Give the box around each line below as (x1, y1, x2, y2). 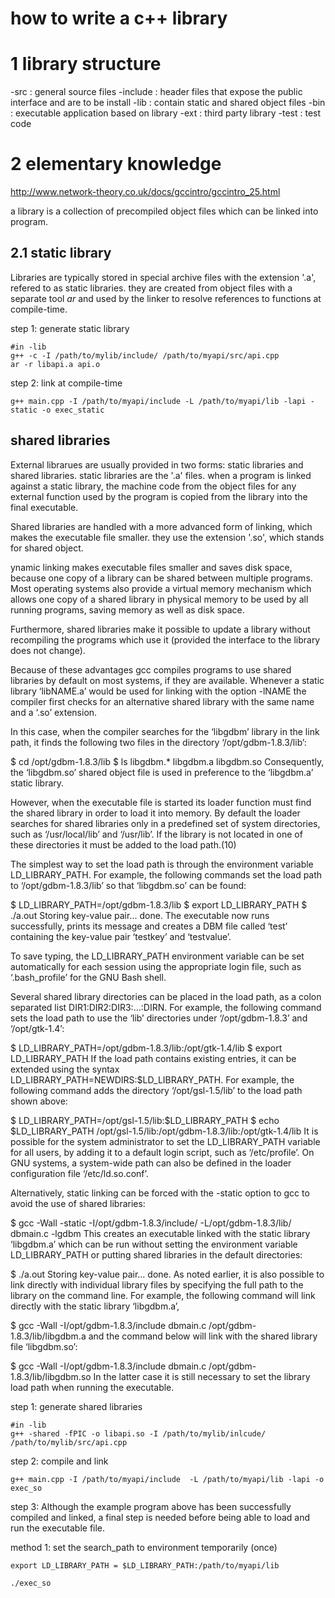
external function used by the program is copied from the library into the (10, 490, 308, 502)
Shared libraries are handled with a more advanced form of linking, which (10, 520, 313, 532)
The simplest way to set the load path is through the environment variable (10, 858, 314, 870)
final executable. (10, 501, 79, 513)
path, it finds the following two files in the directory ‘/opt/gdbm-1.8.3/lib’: (10, 736, 307, 748)
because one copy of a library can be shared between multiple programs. (10, 572, 313, 584)
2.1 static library (10, 245, 112, 262)
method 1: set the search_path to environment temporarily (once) (10, 1541, 278, 1553)
